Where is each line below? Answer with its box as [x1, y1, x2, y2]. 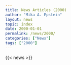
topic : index [5, 21, 33, 27]
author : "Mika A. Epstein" [5, 12, 62, 17]
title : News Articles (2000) [5, 7, 67, 13]
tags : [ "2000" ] [5, 41, 38, 46]
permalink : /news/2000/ [5, 31, 56, 36]
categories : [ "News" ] [5, 36, 51, 41]
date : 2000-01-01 [5, 26, 42, 31]
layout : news [5, 17, 33, 22]
